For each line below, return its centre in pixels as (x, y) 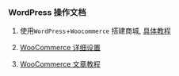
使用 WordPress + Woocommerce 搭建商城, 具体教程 (95, 31)
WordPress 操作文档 (48, 12)
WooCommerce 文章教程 (60, 64)
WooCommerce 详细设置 (60, 48)
